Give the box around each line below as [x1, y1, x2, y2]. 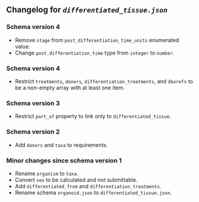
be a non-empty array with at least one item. [14, 84, 125, 91]
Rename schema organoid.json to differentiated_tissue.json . [14, 189, 172, 196]
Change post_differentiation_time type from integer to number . [14, 49, 175, 56]
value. [14, 43, 31, 50]
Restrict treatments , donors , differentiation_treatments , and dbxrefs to [14, 77, 194, 85]
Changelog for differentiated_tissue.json [6, 5, 168, 15]
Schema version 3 [6, 99, 60, 107]
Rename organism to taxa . [14, 170, 79, 177]
